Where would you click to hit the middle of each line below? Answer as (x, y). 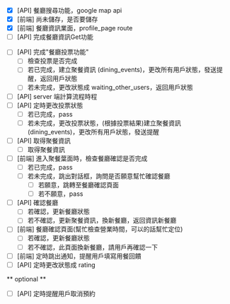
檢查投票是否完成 (52, 61)
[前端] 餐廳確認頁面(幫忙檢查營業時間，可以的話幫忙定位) (100, 229)
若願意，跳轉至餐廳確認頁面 (79, 185)
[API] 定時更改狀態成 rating (56, 264)
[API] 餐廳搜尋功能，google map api (69, 10)
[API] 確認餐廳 (38, 203)
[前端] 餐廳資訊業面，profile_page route (75, 28)
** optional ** (27, 279)
